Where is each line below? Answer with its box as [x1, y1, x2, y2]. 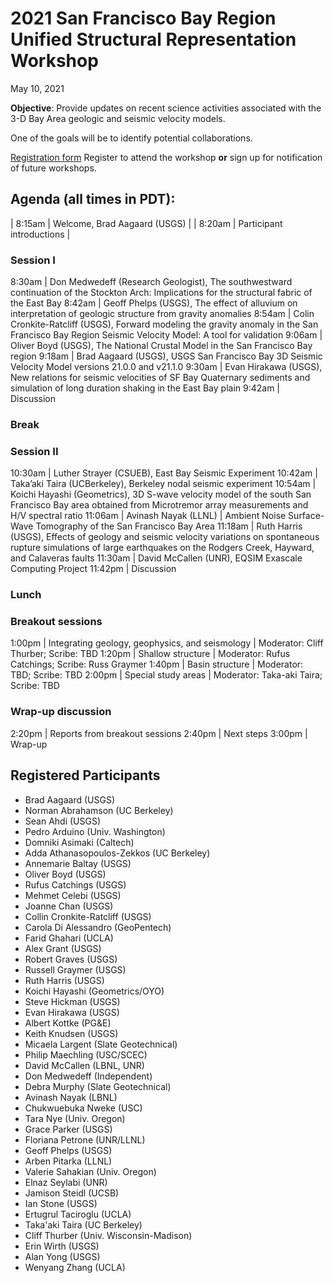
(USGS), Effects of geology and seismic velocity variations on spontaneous [10, 531, 320, 543]
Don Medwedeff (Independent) [24, 1070, 153, 1082]
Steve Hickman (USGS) [24, 995, 121, 1007]
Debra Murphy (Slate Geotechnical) [24, 1080, 172, 1092]
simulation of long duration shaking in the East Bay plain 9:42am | [10, 382, 280, 394]
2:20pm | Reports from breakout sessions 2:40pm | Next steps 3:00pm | [10, 727, 308, 739]
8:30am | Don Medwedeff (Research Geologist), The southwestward [10, 276, 293, 288]
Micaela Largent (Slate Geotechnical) [24, 1038, 178, 1050]
